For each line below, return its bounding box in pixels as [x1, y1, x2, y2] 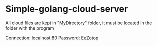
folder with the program [5, 25, 54, 31]
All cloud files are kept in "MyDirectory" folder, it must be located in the [5, 20, 152, 26]
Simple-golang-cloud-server [5, 3, 128, 15]
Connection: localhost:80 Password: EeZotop [5, 35, 99, 41]
